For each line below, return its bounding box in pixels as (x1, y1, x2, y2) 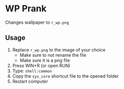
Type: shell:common (12, 68, 52, 74)
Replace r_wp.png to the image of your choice (12, 46, 106, 52)
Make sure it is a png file (19, 57, 70, 63)
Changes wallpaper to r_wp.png (5, 19, 69, 25)
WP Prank (5, 3, 47, 14)
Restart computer (12, 78, 49, 84)
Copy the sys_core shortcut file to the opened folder (12, 73, 119, 79)
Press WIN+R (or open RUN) (12, 62, 70, 68)
